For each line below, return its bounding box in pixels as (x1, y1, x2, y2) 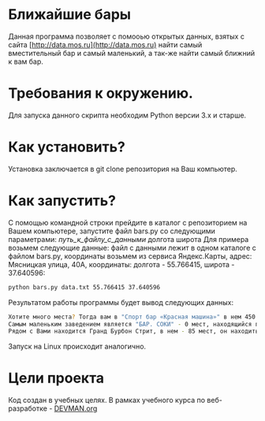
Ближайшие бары (8, 6, 132, 24)
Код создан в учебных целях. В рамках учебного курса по (8, 396, 206, 405)
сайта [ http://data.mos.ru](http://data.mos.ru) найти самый (8, 39, 203, 49)
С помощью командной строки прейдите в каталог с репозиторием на (8, 218, 248, 227)
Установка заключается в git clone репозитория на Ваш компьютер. (8, 164, 238, 173)
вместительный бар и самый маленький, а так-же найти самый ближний (8, 48, 255, 58)
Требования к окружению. (8, 84, 193, 102)
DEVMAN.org (54, 404, 98, 413)
